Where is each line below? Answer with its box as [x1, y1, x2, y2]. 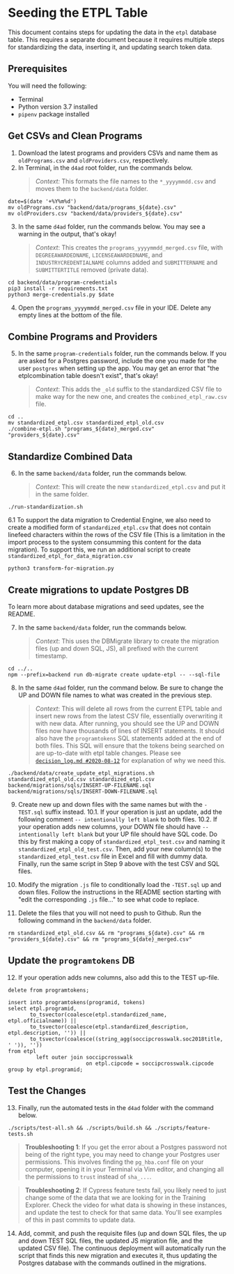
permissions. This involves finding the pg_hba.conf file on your [24, 1158, 204, 1166]
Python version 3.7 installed [17, 103, 98, 111]
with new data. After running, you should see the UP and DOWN [35, 720, 219, 727]
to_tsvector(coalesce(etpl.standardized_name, [29, 1011, 168, 1018]
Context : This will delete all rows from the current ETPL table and [35, 704, 222, 713]
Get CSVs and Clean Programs [8, 130, 143, 142]
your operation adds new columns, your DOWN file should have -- [17, 823, 209, 831]
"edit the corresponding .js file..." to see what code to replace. [17, 895, 199, 904]
